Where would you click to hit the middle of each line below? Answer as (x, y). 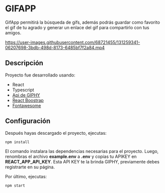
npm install (17, 142)
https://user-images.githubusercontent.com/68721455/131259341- (73, 42)
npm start (15, 186)
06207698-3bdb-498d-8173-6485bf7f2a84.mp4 (55, 47)
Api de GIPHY (26, 95)
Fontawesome (27, 105)
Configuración (28, 121)
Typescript (23, 90)
